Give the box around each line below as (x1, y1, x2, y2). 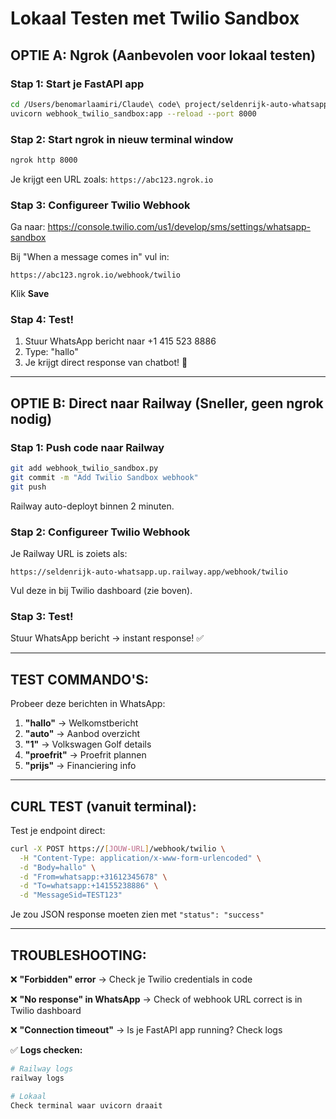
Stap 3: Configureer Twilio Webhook (10, 198, 191, 212)
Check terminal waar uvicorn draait (10, 1100, 163, 1111)
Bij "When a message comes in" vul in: (10, 251, 170, 263)
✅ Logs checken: (10, 1043, 83, 1056)
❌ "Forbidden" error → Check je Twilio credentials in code (10, 973, 253, 985)
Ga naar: (10, 221, 46, 233)
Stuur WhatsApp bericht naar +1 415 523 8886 (24, 335, 217, 347)
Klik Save (10, 288, 50, 300)
